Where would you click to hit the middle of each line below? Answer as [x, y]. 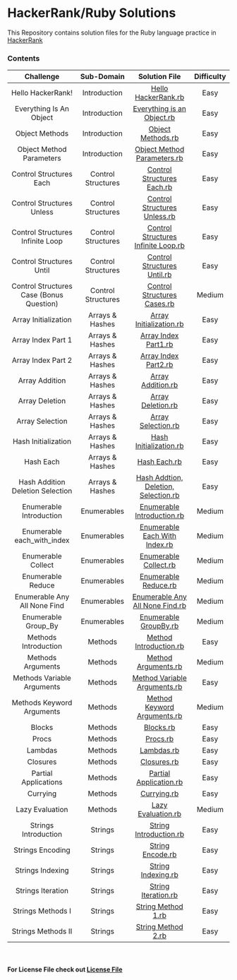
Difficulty [210, 77]
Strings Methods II [42, 931]
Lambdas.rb [160, 751]
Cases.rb [159, 304]
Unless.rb [160, 217]
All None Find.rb [160, 606]
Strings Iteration [42, 891]
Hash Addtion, [159, 478]
